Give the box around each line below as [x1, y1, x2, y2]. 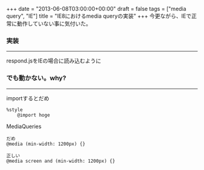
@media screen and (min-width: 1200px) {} [6, 158, 115, 164]
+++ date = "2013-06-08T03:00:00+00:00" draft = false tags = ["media [6, 5, 186, 12]
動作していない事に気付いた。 [16, 20, 92, 27]
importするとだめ [6, 94, 50, 102]
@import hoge [17, 112, 50, 118]
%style [6, 106, 23, 113]
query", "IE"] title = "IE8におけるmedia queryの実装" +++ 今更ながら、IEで [6, 12, 192, 19]
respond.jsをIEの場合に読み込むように [6, 57, 101, 64]
